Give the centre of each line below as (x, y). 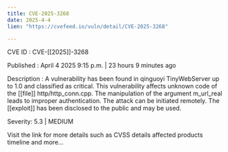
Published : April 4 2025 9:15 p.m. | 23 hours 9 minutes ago (92, 66)
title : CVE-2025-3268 (38, 13)
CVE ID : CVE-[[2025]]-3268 (48, 52)
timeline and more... (36, 142)
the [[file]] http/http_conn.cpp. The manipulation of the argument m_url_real (115, 93)
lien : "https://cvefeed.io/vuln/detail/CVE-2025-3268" (88, 26)
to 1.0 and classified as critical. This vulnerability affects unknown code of (112, 86)
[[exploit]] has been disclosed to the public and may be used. (94, 108)
